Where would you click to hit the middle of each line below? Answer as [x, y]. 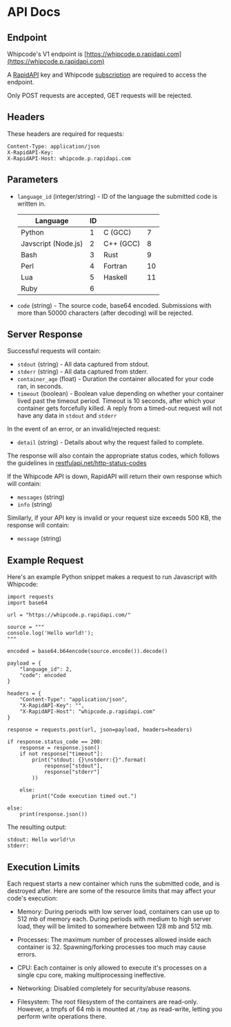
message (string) [39, 538]
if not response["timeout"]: [61, 754]
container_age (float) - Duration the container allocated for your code [115, 379]
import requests [30, 597]
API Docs [34, 12]
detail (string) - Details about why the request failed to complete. [111, 442]
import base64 [28, 603]
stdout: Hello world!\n [41, 840]
